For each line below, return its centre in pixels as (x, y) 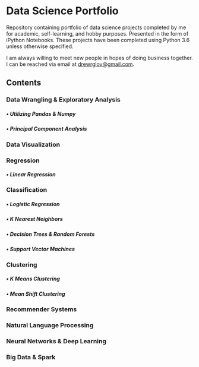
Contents (24, 83)
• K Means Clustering (33, 279)
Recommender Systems (42, 309)
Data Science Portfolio (62, 11)
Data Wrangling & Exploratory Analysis (63, 100)
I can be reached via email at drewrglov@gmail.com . (70, 64)
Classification (27, 190)
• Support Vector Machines (41, 249)
